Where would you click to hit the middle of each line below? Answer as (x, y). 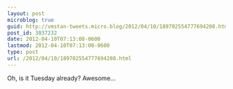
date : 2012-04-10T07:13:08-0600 (54, 39)
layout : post (26, 13)
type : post (23, 52)
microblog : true (31, 20)
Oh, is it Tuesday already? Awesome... (61, 78)
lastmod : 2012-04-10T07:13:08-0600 (59, 46)
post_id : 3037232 (32, 33)
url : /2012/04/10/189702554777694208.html (69, 59)
